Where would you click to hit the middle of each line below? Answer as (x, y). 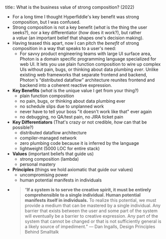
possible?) (23, 127)
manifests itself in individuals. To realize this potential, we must (90, 200)
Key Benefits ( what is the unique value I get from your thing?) (75, 90)
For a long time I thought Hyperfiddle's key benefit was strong (76, 17)
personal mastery (38, 164)
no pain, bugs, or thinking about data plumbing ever (72, 101)
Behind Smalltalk (42, 232)
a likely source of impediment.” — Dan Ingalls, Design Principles (90, 227)
